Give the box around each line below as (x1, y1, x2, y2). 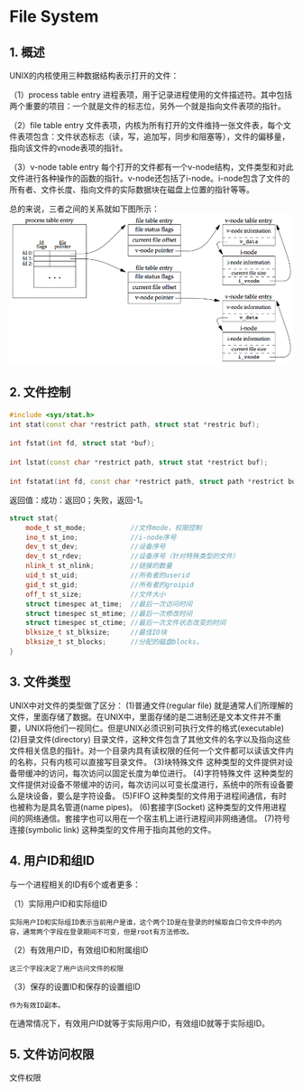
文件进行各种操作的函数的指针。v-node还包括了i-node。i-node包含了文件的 (9, 173, 290, 183)
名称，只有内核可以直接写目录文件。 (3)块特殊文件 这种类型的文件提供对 (16, 756, 286, 767)
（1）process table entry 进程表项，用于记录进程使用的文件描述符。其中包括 (9, 89, 293, 100)
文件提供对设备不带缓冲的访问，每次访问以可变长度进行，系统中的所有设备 (9, 779, 286, 789)
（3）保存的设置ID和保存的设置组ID (9, 981, 142, 992)
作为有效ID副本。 (9, 1001, 65, 1010)
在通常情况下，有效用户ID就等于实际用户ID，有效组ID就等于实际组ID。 (9, 1018, 271, 1029)
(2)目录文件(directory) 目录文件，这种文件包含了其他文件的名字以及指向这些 (9, 733, 291, 744)
